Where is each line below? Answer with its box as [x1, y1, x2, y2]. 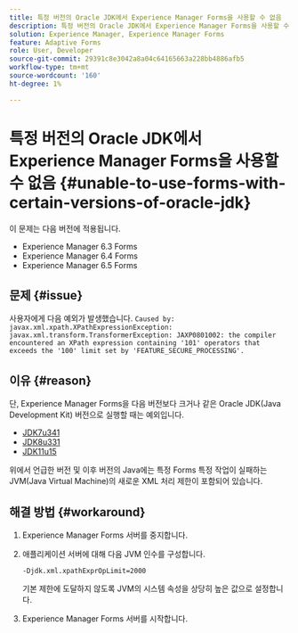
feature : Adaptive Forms [9, 37, 101, 47]
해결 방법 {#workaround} [9, 505, 146, 520]
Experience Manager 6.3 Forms [21, 241, 138, 251]
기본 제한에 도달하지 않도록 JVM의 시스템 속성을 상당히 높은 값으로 [21, 583, 254, 594]
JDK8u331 [21, 437, 60, 448]
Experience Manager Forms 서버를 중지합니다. [21, 530, 189, 540]
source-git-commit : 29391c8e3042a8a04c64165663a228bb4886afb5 [9, 54, 245, 63]
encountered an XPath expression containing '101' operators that [9, 339, 261, 348]
